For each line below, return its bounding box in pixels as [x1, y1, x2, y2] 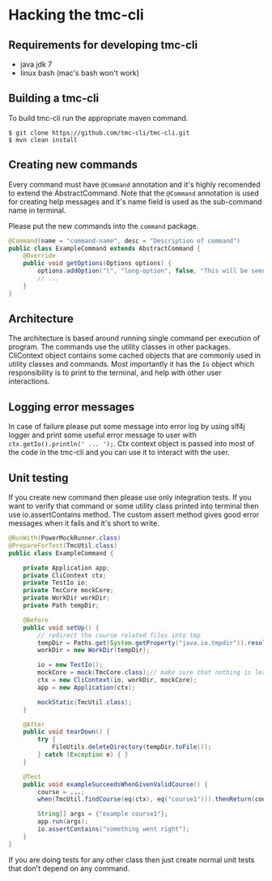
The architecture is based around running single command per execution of [8, 333, 261, 343]
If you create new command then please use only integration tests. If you [8, 492, 253, 502]
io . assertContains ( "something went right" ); [37, 825, 190, 833]
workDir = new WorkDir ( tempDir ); [37, 647, 151, 655]
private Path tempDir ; [23, 602, 100, 610]
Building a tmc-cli [8, 92, 100, 105]
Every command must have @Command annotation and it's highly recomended [8, 179, 261, 189]
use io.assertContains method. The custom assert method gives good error [8, 509, 260, 520]
